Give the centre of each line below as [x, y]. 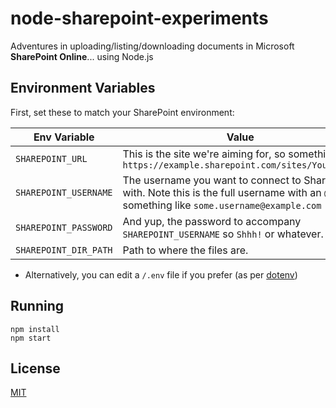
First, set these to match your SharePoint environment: [122, 112]
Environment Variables [83, 88]
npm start [31, 338]
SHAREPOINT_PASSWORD [64, 227]
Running [37, 306]
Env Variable [64, 137]
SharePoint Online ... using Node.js [82, 56]
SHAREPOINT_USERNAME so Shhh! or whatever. [223, 234]
